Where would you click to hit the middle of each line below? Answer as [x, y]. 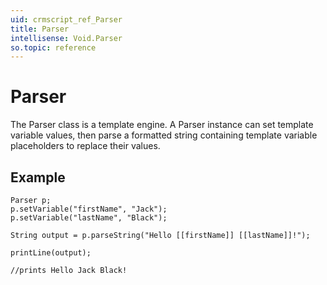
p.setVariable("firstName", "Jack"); [89, 209]
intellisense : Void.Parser [66, 38]
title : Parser [40, 29]
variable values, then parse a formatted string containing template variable [164, 135]
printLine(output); [51, 253]
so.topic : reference [53, 47]
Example [38, 177]
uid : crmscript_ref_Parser [66, 19]
